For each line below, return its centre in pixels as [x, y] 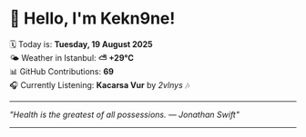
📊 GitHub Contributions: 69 [61, 71]
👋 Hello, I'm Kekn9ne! [92, 19]
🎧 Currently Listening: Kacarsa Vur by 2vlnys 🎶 [100, 84]
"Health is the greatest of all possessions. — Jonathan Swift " [124, 114]
